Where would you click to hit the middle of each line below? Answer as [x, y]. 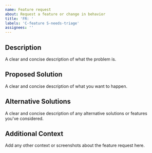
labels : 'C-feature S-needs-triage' [42, 23]
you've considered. [24, 118]
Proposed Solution [34, 74]
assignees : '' [19, 28]
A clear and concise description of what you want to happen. [66, 86]
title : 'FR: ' [19, 19]
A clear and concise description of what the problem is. [61, 59]
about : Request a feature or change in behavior [55, 14]
